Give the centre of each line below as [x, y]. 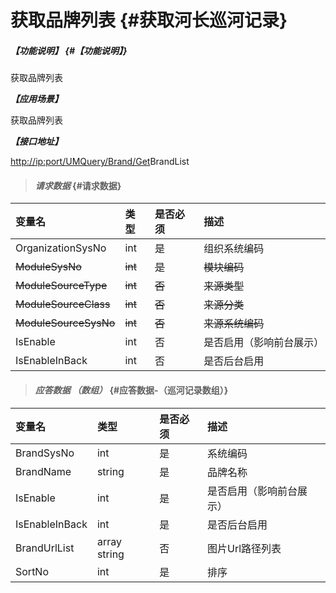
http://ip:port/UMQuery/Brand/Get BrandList [100, 162]
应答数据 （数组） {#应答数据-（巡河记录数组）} [131, 390]
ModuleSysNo [48, 267]
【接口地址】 [36, 142]
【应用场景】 [36, 99]
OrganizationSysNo [61, 248]
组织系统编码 [234, 249]
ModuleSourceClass [63, 304]
